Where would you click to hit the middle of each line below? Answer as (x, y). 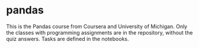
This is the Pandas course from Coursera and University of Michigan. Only (97, 26)
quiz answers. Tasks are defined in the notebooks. (68, 39)
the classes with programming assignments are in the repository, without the (99, 32)
